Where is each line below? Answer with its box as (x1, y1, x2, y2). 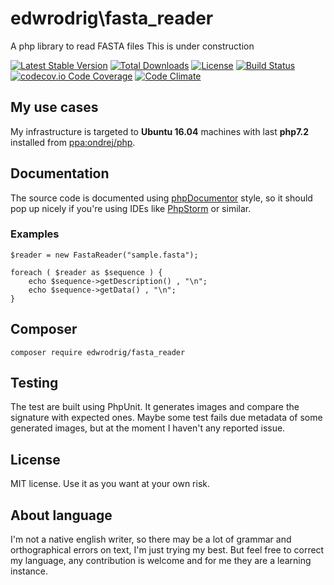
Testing (10, 375, 59, 392)
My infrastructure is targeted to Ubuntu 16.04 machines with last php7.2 (10, 125, 310, 137)
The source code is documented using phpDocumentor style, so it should (10, 192, 313, 204)
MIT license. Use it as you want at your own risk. (10, 478, 210, 490)
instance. (10, 565, 49, 577)
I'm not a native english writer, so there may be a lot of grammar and (10, 533, 292, 546)
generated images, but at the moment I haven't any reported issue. (10, 422, 286, 434)
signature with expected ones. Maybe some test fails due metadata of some (10, 412, 323, 424)
